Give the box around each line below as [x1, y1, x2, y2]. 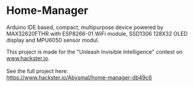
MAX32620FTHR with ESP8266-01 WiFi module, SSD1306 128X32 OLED [6, 30, 188, 37]
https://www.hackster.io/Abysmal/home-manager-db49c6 [6, 74, 152, 81]
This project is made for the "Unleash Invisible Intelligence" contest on [6, 48, 183, 55]
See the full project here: [6, 67, 69, 74]
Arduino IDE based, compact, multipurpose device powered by [6, 24, 164, 31]
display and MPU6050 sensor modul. [6, 36, 99, 43]
